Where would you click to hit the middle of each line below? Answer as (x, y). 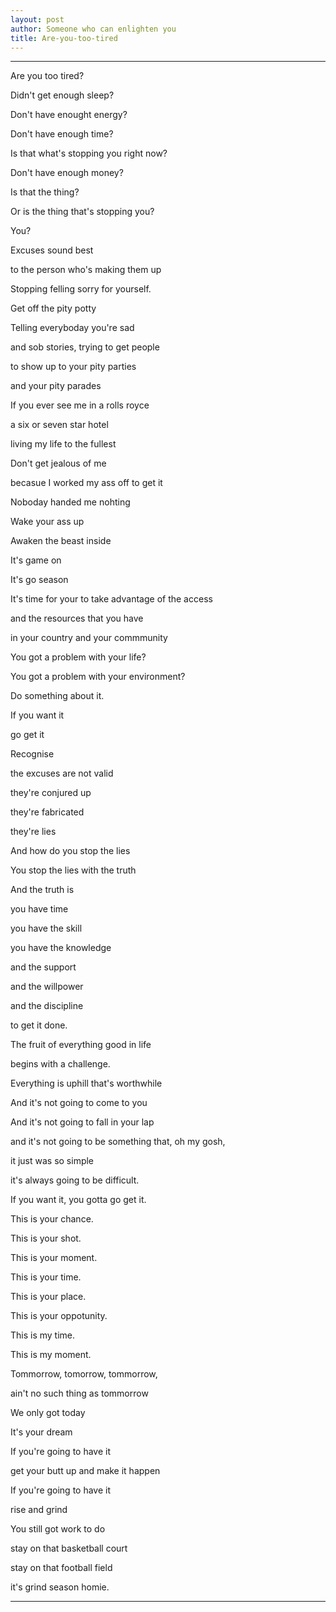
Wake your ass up (47, 522)
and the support (43, 967)
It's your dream (41, 1432)
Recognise (32, 754)
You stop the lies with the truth (73, 870)
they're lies (33, 832)
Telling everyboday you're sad (72, 328)
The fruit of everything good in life (81, 1045)
